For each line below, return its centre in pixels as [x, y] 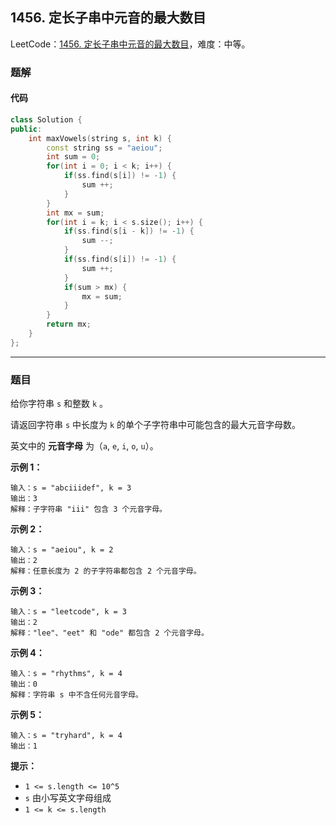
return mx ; [69, 324]
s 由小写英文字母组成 [68, 798]
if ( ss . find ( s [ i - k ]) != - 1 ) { [129, 231]
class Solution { [46, 119]
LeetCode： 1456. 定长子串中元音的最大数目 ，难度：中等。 [130, 44]
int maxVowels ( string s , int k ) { [100, 138]
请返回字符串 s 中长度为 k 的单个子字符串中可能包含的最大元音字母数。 [156, 425]
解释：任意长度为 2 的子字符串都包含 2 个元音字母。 [106, 571]
